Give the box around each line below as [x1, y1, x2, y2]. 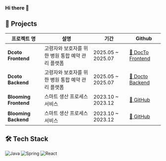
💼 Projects [5, 20, 38, 28]
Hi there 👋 [5, 4, 30, 11]
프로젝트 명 [11, 35, 36, 42]
